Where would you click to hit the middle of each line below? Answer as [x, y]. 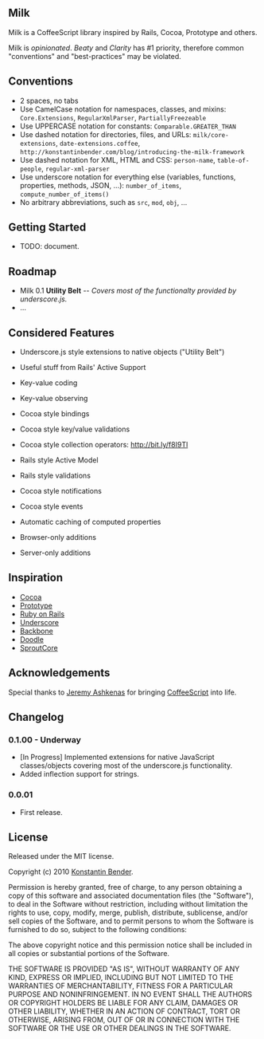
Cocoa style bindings [54, 414]
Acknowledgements [59, 673]
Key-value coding [49, 383]
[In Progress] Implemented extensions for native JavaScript [117, 758]
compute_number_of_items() [64, 195]
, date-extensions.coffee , [98, 143]
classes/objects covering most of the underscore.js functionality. [126, 765]
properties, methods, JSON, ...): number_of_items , [100, 185]
